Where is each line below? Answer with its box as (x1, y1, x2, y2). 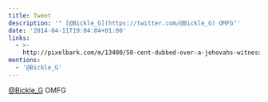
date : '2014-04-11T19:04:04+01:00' (8, 26, 127, 34)
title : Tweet (8, 11, 52, 20)
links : (8, 33, 30, 42)
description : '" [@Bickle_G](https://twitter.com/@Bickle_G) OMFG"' (8, 19, 241, 27)
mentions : (8, 57, 41, 65)
